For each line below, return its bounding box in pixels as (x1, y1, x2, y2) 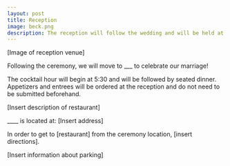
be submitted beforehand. (7, 90, 82, 98)
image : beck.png (7, 23, 54, 30)
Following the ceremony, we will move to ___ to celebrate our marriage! (7, 62, 209, 70)
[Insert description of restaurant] (7, 103, 100, 111)
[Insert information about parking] (7, 151, 104, 159)
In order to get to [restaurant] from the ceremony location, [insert (7, 130, 193, 138)
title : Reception (7, 17, 57, 24)
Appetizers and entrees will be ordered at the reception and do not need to (7, 82, 220, 91)
